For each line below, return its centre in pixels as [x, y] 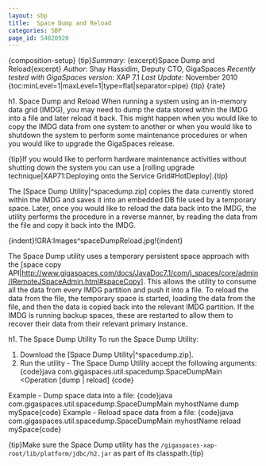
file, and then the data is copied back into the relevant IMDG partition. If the [131, 307]
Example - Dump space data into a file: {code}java [91, 396]
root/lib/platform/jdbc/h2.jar [60, 454]
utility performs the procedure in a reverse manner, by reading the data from [133, 217]
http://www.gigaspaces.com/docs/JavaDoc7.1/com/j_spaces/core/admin [140, 273]
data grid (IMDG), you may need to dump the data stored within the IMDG [128, 110]
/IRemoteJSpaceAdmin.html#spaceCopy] [76, 282]
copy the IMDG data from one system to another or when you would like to [130, 127]
